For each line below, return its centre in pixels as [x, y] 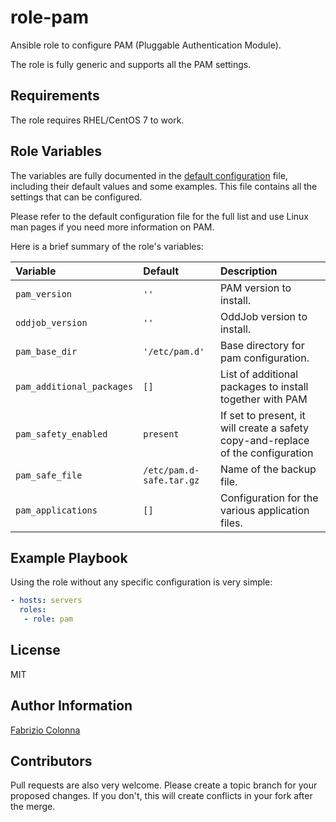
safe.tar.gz [171, 480]
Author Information [71, 706]
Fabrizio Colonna [45, 730]
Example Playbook [69, 557]
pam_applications [56, 510]
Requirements [55, 96]
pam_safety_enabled [61, 434]
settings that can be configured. [76, 197]
